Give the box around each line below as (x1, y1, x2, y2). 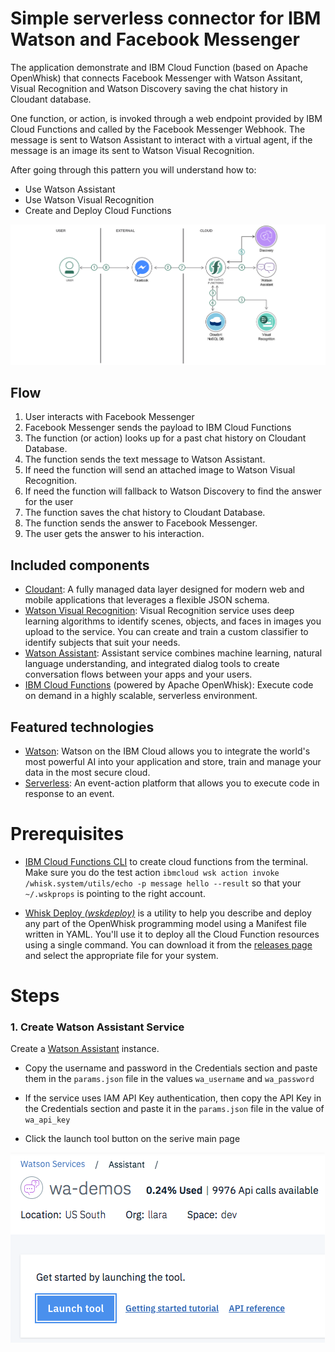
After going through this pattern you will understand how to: (10, 163, 257, 176)
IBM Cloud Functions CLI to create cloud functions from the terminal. (24, 855, 309, 867)
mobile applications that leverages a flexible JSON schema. (24, 594, 270, 606)
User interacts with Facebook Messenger (24, 411, 195, 423)
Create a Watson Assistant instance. (10, 1043, 160, 1055)
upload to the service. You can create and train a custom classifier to (24, 626, 309, 638)
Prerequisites (10, 823, 125, 846)
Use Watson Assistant (24, 183, 116, 195)
